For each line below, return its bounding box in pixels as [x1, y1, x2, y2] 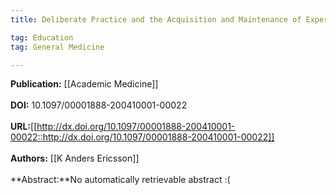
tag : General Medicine [10, 42, 105, 52]
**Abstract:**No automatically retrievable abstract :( [10, 174, 231, 186]
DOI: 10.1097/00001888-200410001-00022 [10, 99, 188, 111]
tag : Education [10, 32, 74, 43]
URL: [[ [10, 121, 38, 133]
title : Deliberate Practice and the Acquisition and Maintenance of [10, 14, 302, 25]
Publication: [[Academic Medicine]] [10, 78, 159, 90]
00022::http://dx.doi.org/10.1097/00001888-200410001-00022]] [10, 131, 275, 143]
